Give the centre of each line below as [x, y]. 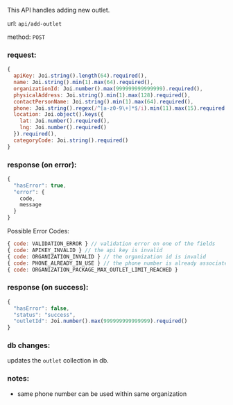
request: [22, 55]
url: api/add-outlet [35, 23]
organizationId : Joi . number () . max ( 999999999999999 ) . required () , [108, 89]
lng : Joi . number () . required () [63, 128]
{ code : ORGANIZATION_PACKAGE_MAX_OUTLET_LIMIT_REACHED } [93, 270]
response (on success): [48, 288]
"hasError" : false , [42, 308]
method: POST [26, 37]
